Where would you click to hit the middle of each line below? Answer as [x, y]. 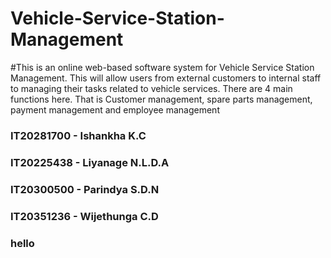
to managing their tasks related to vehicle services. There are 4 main [151, 88]
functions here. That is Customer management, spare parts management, [161, 99]
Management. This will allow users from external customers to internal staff [166, 78]
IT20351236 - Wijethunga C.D [84, 216]
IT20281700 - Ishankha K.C [78, 135]
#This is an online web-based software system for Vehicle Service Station [162, 67]
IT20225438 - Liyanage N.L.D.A [90, 162]
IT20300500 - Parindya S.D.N [85, 189]
